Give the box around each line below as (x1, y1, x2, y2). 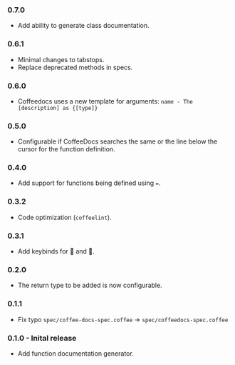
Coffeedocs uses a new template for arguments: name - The (17, 96, 194, 105)
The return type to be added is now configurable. (17, 281, 162, 290)
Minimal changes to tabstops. (17, 55, 105, 64)
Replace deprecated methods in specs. (17, 63, 133, 71)
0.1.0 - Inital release (7, 333, 77, 343)
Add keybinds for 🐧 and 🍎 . (17, 247, 95, 256)
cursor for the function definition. (17, 145, 115, 154)
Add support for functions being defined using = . (17, 179, 162, 187)
